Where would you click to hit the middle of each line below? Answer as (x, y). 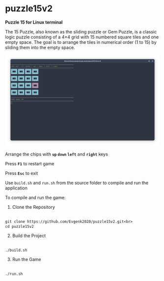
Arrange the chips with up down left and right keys (56, 154)
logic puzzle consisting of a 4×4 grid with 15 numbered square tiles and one (82, 37)
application (16, 188)
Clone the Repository (34, 207)
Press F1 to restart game (30, 164)
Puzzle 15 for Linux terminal (34, 22)
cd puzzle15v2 (20, 227)
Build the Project (29, 236)
